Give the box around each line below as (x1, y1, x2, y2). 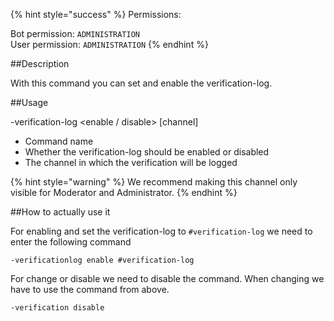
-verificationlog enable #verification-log (10, 255, 195, 265)
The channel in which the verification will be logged (24, 157, 238, 168)
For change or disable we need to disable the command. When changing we (10, 273, 325, 284)
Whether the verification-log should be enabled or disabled (24, 146, 270, 158)
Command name (24, 135, 94, 147)
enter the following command (10, 236, 132, 248)
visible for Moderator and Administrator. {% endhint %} (10, 187, 238, 198)
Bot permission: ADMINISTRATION (10, 28, 140, 39)
